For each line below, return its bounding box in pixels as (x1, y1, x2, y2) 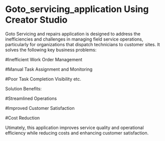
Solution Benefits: (5, 85, 42, 91)
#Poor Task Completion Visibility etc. (5, 76, 82, 82)
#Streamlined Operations (5, 95, 57, 101)
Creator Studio (5, 14, 68, 26)
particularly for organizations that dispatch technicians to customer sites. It (5, 41, 160, 47)
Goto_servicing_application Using (5, 4, 149, 15)
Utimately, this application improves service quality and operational (5, 124, 144, 130)
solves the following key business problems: (5, 47, 97, 53)
